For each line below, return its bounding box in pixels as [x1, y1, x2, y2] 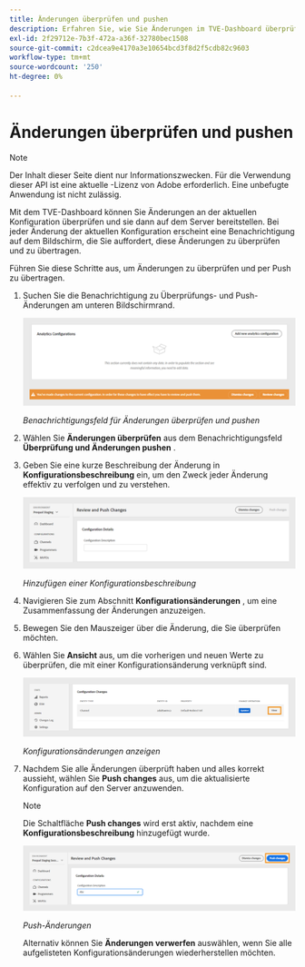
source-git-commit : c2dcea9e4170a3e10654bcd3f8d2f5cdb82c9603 [9, 44, 250, 53]
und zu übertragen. [9, 245, 82, 256]
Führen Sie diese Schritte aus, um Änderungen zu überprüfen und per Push [9, 262, 292, 273]
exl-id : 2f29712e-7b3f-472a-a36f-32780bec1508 [9, 34, 189, 43]
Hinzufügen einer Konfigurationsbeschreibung [22, 577, 197, 588]
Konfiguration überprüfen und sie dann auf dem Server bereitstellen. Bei [9, 216, 280, 227]
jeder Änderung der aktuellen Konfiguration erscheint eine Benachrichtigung [9, 225, 295, 236]
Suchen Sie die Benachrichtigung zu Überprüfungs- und [22, 290, 234, 301]
